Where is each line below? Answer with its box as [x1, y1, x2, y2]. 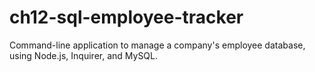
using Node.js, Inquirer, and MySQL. [9, 49, 159, 61]
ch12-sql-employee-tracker [9, 6, 244, 29]
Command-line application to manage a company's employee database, [9, 39, 306, 51]
